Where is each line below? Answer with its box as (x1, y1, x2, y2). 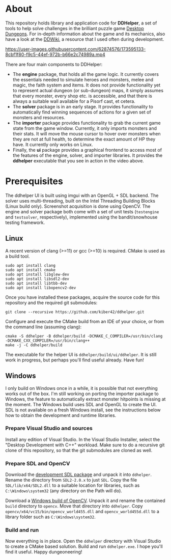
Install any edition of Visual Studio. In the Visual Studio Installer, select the (5, 436, 160, 442)
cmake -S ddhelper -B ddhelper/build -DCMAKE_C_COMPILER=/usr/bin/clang (5, 333, 163, 339)
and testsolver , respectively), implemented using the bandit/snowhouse (5, 214, 158, 220)
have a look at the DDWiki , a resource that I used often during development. (5, 36, 164, 42)
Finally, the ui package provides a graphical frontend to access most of (12, 147, 162, 153)
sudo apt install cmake (5, 267, 56, 272)
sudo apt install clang (5, 263, 56, 268)
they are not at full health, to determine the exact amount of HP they (12, 136, 156, 142)
